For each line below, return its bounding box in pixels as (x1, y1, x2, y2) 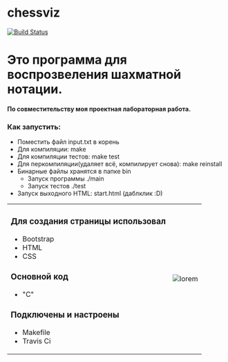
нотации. (7, 82, 63, 98)
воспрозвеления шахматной (7, 67, 182, 82)
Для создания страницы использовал (10, 216, 167, 227)
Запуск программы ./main (27, 174, 105, 183)
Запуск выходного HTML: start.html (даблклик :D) (17, 189, 163, 198)
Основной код (10, 271, 69, 282)
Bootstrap (22, 234, 55, 244)
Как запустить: (7, 122, 61, 132)
